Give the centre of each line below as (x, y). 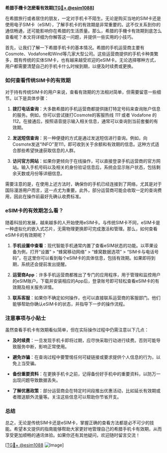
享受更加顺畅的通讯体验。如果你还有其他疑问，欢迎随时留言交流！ (73, 435)
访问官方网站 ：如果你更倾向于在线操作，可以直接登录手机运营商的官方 (84, 161)
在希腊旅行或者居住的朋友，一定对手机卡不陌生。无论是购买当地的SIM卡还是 (83, 18)
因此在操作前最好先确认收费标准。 (48, 196)
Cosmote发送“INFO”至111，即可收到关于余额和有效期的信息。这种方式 (83, 144)
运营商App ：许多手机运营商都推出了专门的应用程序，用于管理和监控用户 (86, 274)
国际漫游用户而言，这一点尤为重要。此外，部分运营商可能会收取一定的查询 (81, 190)
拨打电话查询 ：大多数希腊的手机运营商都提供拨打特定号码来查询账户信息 (86, 109)
